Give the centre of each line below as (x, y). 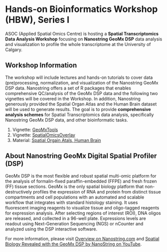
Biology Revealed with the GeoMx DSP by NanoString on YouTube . (74, 244)
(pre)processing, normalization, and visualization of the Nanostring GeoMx (82, 82)
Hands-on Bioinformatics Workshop (82, 9)
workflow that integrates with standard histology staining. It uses (72, 202)
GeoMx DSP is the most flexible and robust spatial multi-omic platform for (81, 175)
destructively (19, 191)
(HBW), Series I (37, 20)
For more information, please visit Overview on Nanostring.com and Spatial (82, 238)
